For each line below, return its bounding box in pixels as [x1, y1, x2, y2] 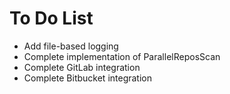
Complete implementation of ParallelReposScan [23, 50, 221, 62]
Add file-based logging [23, 40, 119, 52]
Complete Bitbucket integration [23, 72, 152, 84]
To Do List [9, 7, 94, 30]
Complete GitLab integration [23, 61, 141, 73]
